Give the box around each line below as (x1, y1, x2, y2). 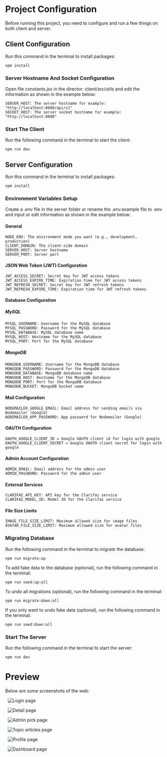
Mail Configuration (5, 395, 45, 401)
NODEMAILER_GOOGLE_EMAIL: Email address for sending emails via (5, 406, 142, 411)
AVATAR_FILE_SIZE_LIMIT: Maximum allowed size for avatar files (5, 523, 142, 528)
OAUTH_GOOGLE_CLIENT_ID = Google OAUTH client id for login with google (5, 436, 160, 441)
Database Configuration (5, 297, 56, 303)
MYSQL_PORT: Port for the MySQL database (5, 339, 93, 344)
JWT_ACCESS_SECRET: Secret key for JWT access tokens (5, 273, 120, 279)
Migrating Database (5, 535, 54, 542)
